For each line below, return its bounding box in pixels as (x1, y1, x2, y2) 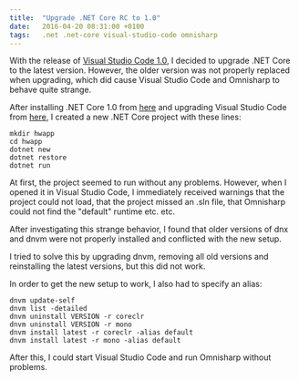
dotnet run (9, 161, 51, 170)
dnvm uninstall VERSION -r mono (9, 320, 132, 329)
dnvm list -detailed (9, 304, 88, 314)
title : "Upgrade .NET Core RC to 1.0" (9, 13, 161, 23)
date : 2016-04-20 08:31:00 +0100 (9, 22, 145, 31)
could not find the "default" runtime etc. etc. (9, 206, 176, 217)
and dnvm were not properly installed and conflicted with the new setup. (9, 233, 283, 244)
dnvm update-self (9, 296, 76, 305)
